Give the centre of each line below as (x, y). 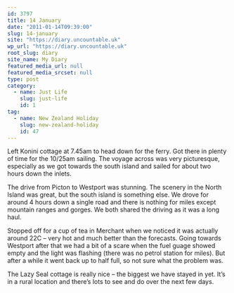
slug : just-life (44, 99)
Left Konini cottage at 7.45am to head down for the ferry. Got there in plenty (117, 151)
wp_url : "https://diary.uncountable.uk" (67, 46)
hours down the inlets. (39, 174)
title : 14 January (34, 20)
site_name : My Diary (38, 60)
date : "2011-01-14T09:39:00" (50, 27)
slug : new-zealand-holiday (59, 125)
